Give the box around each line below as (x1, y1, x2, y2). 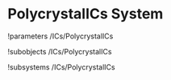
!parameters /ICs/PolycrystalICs (7, 31, 114, 41)
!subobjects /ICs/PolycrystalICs (7, 46, 112, 56)
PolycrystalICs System (7, 5, 164, 23)
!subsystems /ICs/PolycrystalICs (7, 62, 115, 72)
